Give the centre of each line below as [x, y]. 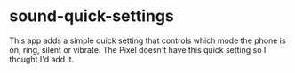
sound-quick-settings [92, 16]
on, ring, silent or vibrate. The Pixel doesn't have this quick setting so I [138, 49]
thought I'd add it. [42, 59]
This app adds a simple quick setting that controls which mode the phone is [147, 40]
